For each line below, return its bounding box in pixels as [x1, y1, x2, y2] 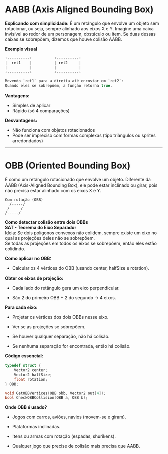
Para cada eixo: [5, 304, 38, 310]
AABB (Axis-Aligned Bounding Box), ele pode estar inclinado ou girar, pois [5, 182, 158, 188]
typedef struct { [5, 363, 41, 368]
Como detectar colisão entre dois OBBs [5, 219, 88, 225]
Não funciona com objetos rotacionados [12, 127, 95, 133]
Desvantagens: [5, 117, 38, 124]
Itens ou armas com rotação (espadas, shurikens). [12, 433, 116, 439]
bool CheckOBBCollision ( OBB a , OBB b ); [5, 395, 88, 400]
